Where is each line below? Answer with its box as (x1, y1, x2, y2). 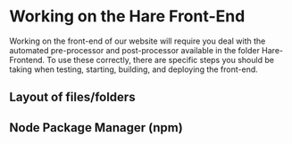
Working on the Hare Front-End (9, 6, 246, 27)
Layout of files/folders (9, 90, 136, 105)
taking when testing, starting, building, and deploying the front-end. (9, 64, 259, 75)
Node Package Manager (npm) (9, 120, 183, 135)
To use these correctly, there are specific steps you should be (46, 54, 275, 65)
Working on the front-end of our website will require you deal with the (9, 36, 266, 46)
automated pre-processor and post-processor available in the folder (9, 44, 261, 55)
